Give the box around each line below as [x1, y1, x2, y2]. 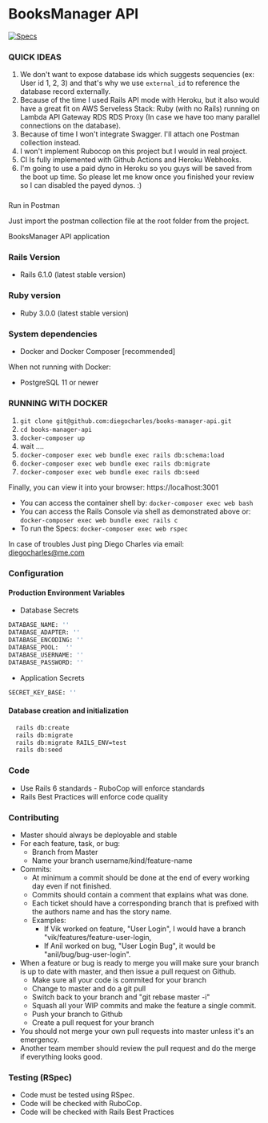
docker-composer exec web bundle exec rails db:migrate [19, 460, 210, 468]
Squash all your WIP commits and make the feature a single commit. [31, 1000, 257, 1010]
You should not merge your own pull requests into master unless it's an [19, 1026, 254, 1036]
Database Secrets [19, 605, 79, 615]
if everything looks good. [19, 1052, 102, 1061]
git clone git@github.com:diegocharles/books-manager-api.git [19, 417, 232, 425]
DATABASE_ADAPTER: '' [8, 629, 81, 637]
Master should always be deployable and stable [19, 830, 178, 840]
